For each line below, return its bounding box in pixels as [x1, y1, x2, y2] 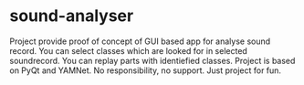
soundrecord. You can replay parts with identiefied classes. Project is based [9, 55, 296, 66]
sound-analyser [9, 5, 134, 27]
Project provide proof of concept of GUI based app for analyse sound [9, 36, 271, 47]
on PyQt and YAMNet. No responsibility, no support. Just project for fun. [9, 65, 281, 76]
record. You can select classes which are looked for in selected [9, 45, 248, 56]
